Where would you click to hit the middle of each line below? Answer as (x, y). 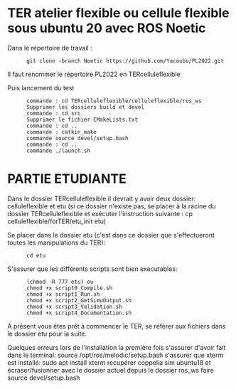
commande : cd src (53, 113)
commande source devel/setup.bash (77, 138)
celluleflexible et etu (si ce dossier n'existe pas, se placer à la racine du (112, 206)
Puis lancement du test (41, 87)
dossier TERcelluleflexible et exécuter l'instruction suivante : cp (100, 213)
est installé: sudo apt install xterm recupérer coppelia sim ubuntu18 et (109, 362)
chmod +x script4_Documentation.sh (79, 313)
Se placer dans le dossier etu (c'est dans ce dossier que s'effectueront (111, 235)
